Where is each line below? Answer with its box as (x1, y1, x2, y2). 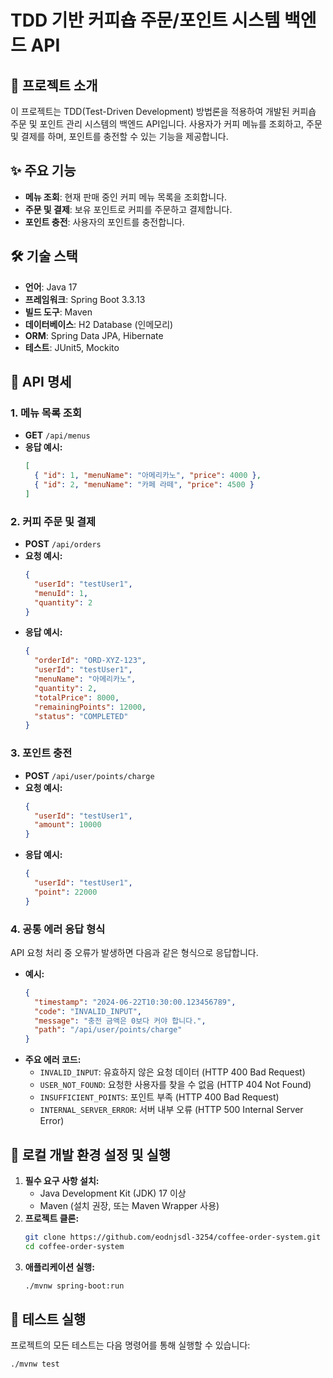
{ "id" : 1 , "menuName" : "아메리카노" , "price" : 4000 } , (34, 471, 262, 481)
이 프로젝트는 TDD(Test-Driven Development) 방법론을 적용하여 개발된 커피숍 (10, 106, 317, 117)
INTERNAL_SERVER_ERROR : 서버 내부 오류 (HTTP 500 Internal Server (39, 1104, 304, 1116)
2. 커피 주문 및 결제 (10, 514, 97, 528)
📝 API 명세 (10, 374, 72, 391)
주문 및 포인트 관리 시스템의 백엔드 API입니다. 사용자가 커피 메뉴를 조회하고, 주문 (10, 118, 323, 130)
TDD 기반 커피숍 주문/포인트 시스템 (10, 9, 281, 32)
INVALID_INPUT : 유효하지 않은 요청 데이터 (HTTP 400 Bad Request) (39, 1066, 306, 1078)
